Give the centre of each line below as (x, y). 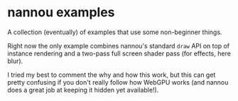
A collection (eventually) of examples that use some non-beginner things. (115, 32)
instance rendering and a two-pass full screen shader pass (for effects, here (119, 53)
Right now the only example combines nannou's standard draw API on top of (118, 46)
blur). (15, 60)
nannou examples (61, 12)
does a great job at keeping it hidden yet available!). (83, 90)
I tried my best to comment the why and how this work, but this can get (112, 75)
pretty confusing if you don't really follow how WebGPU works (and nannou (118, 82)
